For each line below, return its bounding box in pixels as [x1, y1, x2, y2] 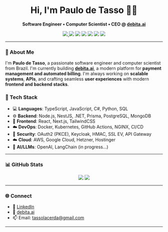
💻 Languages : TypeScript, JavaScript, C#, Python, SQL [12, 105, 128, 112]
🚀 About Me [5, 49, 34, 56]
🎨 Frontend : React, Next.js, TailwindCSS [12, 118, 96, 124]
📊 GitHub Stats [5, 161, 43, 168]
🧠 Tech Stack [5, 94, 38, 101]
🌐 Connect [5, 192, 32, 199]
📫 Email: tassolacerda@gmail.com [12, 215, 84, 221]
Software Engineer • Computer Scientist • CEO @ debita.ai [22, 21, 146, 27]
